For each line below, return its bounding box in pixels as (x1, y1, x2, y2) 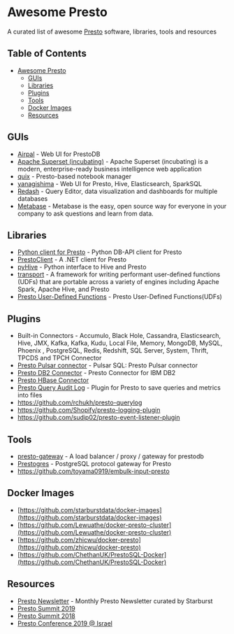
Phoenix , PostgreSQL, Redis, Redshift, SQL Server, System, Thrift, (17, 346, 209, 355)
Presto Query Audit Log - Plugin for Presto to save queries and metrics (17, 383, 221, 392)
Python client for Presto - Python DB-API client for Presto (17, 248, 182, 256)
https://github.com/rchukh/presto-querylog (17, 398, 142, 407)
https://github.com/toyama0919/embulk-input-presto (17, 467, 170, 475)
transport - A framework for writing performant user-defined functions (17, 270, 221, 279)
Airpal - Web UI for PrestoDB (17, 150, 101, 158)
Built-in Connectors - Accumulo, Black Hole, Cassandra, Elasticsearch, (17, 332, 221, 340)
